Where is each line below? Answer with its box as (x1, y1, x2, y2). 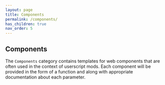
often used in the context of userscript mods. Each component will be (5, 63, 151, 69)
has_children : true (5, 21, 47, 27)
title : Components (5, 12, 44, 17)
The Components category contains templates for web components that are (5, 58, 160, 64)
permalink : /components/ (5, 17, 58, 22)
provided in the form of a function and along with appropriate (5, 68, 134, 74)
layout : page (5, 7, 33, 13)
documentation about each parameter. (5, 74, 86, 80)
